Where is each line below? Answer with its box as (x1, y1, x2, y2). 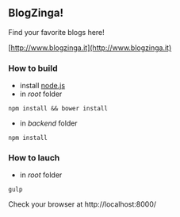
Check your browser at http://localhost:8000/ (8, 200, 157, 209)
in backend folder (19, 118, 78, 128)
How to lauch (8, 153, 60, 164)
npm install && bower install (8, 105, 109, 113)
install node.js (19, 81, 66, 91)
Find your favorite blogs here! (8, 27, 105, 37)
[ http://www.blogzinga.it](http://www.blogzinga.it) (8, 43, 172, 52)
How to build (8, 63, 58, 74)
